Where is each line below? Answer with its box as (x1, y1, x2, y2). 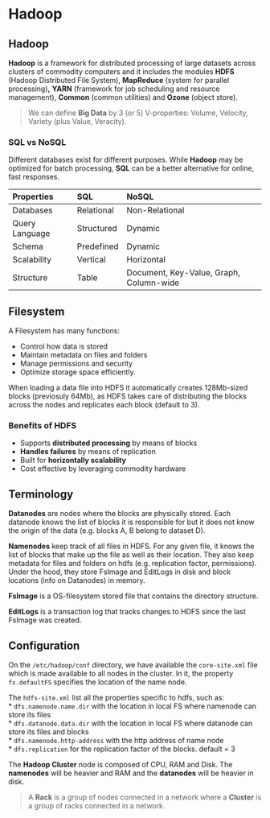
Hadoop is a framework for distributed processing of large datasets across (8, 58, 256, 68)
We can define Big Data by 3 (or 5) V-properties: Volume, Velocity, (27, 108, 249, 118)
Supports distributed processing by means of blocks (19, 438, 198, 448)
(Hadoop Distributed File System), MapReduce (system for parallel (8, 76, 230, 85)
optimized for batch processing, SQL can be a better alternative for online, (8, 163, 255, 173)
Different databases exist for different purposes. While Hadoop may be (8, 155, 243, 165)
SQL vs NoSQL (8, 136, 67, 147)
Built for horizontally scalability (19, 456, 127, 465)
